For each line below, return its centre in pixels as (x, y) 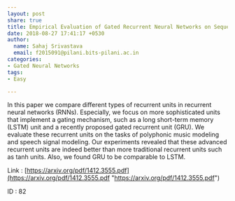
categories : (24, 60)
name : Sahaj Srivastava (48, 46)
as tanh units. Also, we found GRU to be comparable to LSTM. (97, 157)
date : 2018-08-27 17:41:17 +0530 (56, 33)
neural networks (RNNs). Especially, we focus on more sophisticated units (114, 112)
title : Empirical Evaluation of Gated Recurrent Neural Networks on (109, 27)
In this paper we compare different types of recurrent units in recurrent (109, 105)
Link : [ (17, 171)
